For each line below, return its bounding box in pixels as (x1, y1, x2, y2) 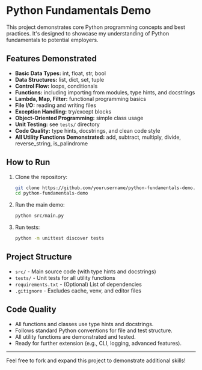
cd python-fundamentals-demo (14, 190, 88, 196)
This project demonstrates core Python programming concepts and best (6, 23, 185, 31)
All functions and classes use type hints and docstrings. (14, 320, 154, 327)
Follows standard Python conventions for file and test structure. (14, 327, 173, 334)
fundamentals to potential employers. (6, 36, 99, 43)
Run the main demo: (14, 201, 65, 208)
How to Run (6, 157, 50, 168)
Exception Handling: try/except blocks (14, 108, 112, 115)
